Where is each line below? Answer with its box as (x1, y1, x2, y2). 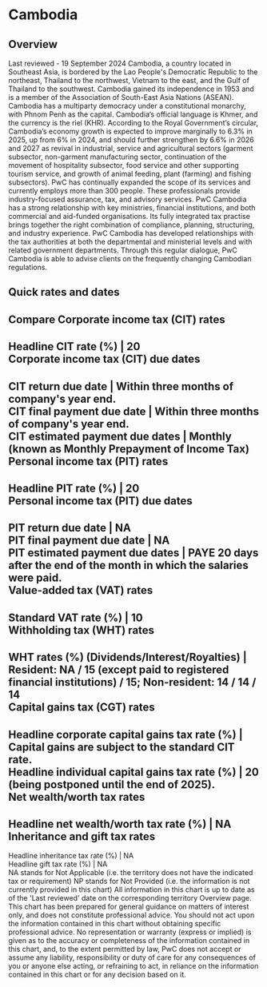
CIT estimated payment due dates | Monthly (8, 429, 232, 443)
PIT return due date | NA (8, 521, 132, 535)
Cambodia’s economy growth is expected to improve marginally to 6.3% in (8, 126, 253, 136)
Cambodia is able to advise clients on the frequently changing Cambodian (8, 254, 252, 263)
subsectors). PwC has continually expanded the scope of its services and (8, 177, 251, 187)
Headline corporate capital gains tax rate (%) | (8, 727, 244, 741)
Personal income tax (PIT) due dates (8, 494, 193, 507)
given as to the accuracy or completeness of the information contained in (8, 936, 250, 945)
